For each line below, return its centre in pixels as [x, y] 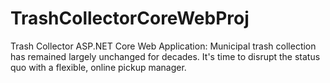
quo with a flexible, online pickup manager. [98, 67]
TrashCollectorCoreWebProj [130, 18]
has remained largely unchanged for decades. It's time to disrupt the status [165, 56]
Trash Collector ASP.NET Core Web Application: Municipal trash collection [163, 46]
